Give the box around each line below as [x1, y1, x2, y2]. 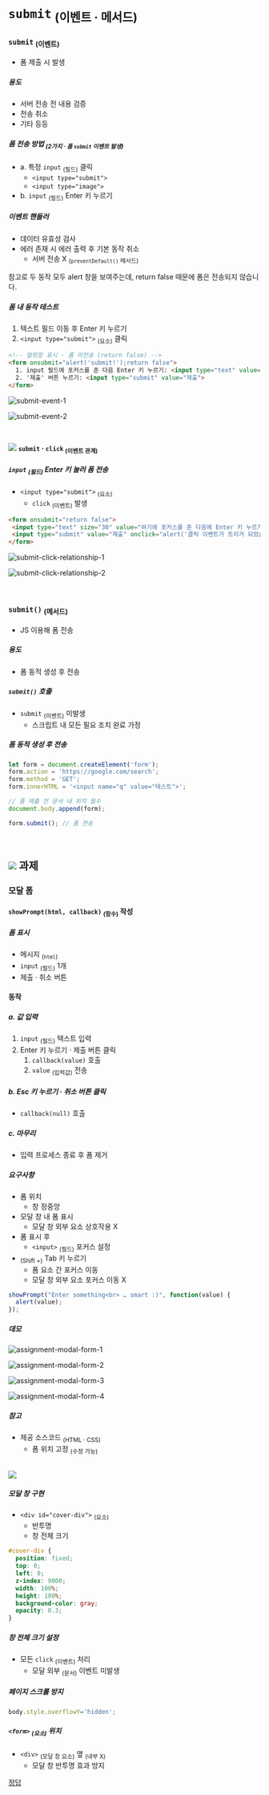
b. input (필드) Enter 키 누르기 [19, 190, 113, 202]
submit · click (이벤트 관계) [18, 443, 98, 455]
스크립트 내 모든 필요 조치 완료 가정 [31, 719, 142, 730]
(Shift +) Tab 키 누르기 [19, 1253, 86, 1264]
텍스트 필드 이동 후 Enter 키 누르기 [19, 324, 127, 333]
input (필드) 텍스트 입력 [19, 1034, 92, 1045]
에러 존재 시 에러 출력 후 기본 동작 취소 [19, 243, 140, 253]
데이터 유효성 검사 [19, 234, 76, 243]
